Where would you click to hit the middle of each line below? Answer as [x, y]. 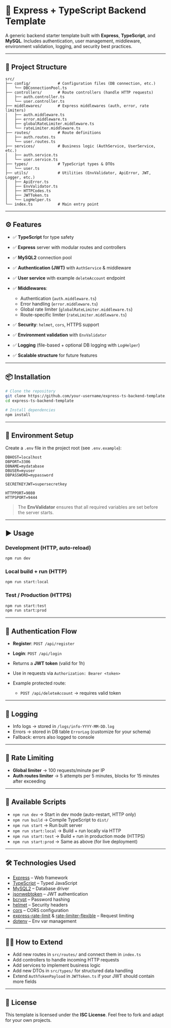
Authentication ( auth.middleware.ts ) [58, 298]
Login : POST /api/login [37, 653]
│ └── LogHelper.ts [28, 200]
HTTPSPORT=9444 [21, 497]
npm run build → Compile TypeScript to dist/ [61, 819]
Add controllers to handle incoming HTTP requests [66, 960]
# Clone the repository [31, 391]
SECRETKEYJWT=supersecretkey [36, 484]
